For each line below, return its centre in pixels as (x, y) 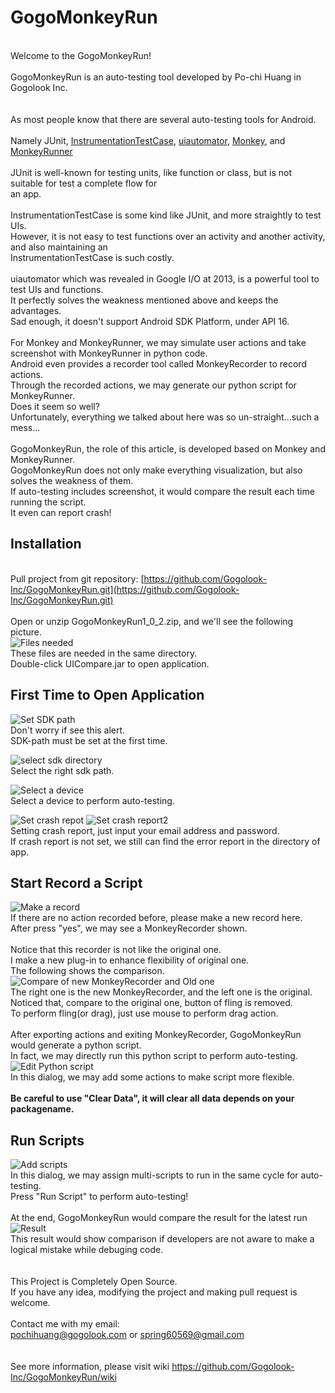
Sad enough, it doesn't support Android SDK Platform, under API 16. (150, 321)
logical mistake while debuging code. (87, 1250)
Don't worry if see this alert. (68, 730)
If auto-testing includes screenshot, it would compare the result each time (162, 491)
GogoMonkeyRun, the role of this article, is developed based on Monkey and (168, 448)
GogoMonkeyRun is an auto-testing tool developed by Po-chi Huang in (156, 77)
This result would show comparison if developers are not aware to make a (162, 1239)
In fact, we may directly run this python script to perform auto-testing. (154, 1056)
